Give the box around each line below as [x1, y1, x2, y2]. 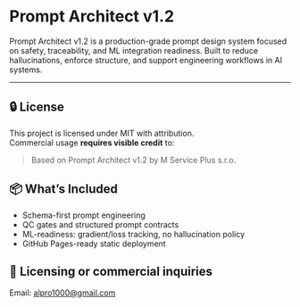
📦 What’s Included [9, 181, 118, 197]
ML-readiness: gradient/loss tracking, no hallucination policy [21, 228, 246, 239]
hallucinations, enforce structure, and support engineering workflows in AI [9, 54, 283, 65]
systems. [9, 64, 43, 75]
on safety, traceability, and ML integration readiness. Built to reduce [9, 45, 259, 55]
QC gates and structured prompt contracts [21, 219, 179, 229]
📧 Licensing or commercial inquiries [9, 263, 212, 278]
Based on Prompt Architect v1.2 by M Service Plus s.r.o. [30, 154, 237, 165]
